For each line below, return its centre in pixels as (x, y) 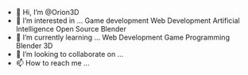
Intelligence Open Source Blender (71, 29)
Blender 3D (34, 46)
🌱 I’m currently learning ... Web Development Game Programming (123, 37)
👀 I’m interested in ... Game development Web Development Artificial (128, 21)
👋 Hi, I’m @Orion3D (47, 12)
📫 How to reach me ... (52, 63)
